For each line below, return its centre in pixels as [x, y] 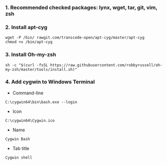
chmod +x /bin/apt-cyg [29, 42]
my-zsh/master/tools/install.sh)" [41, 69]
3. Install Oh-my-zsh [31, 55]
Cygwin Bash [18, 139]
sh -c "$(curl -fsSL [27, 65]
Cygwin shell [19, 157]
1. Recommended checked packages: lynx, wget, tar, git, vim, [81, 8]
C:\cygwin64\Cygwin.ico [30, 120]
